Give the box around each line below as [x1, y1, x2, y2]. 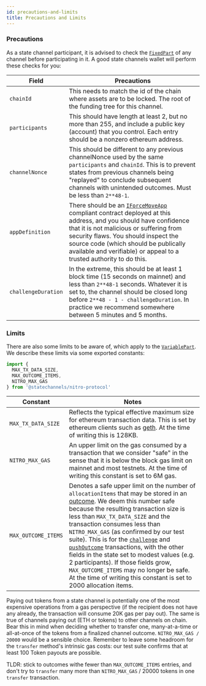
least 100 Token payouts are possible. [6, 649, 102, 657]
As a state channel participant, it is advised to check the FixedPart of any [6, 48, 192, 56]
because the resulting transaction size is [69, 505, 185, 513]
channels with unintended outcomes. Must [69, 183, 191, 192]
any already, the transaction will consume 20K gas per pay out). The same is [6, 610, 200, 617]
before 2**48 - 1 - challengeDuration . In [69, 295, 189, 303]
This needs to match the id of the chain [69, 86, 181, 95]
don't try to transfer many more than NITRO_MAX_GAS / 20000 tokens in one [6, 668, 195, 675]
